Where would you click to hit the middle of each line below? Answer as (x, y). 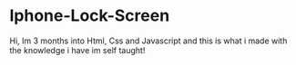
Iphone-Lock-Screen (90, 16)
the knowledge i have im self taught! (77, 50)
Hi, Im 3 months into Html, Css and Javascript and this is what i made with (148, 41)
